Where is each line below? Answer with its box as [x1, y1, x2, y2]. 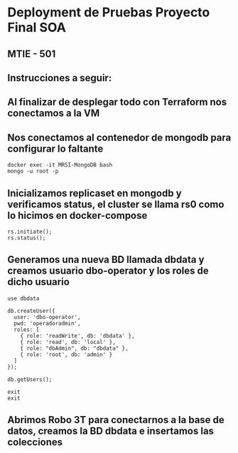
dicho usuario [7, 276, 70, 288]
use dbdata [7, 295, 40, 302]
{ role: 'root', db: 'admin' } [20, 350, 113, 358]
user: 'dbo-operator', [13, 313, 81, 321]
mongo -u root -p [7, 168, 59, 175]
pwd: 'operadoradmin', [13, 320, 81, 327]
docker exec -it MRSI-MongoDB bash [7, 162, 113, 169]
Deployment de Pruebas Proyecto [7, 4, 210, 21]
